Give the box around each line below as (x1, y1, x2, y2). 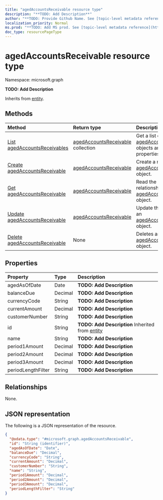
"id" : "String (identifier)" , (9, 441, 70, 446)
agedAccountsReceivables (7, 144, 69, 151)
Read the (136, 178, 157, 185)
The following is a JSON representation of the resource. (5, 423, 116, 429)
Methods (5, 110, 33, 118)
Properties (5, 259, 38, 267)
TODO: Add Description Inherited (77, 321, 155, 328)
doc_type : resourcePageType (5, 30, 62, 34)
